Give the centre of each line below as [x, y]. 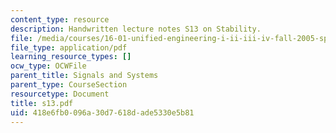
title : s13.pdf [42, 103]
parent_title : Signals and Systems [84, 76]
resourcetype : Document [60, 94]
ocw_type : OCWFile [48, 66]
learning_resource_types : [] [71, 57]
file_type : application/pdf [69, 47]
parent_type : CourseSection [69, 85]
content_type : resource [60, 19]
